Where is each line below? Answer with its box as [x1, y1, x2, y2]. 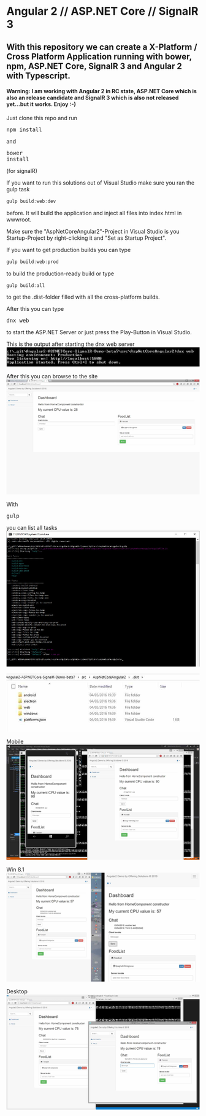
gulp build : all [6, 282, 45, 289]
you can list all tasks [6, 524, 58, 532]
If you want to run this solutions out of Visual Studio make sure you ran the [6, 179, 195, 186]
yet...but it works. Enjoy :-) [6, 101, 77, 108]
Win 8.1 [6, 866, 25, 873]
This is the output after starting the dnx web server [6, 340, 135, 348]
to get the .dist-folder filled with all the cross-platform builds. [6, 293, 161, 301]
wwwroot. [6, 216, 32, 223]
